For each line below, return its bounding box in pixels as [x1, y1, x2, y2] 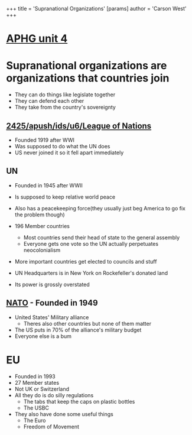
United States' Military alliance [14, 313, 89, 321]
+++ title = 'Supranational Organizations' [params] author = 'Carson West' [6, 5, 187, 12]
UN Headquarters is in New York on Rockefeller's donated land [14, 269, 168, 277]
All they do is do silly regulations [14, 391, 94, 398]
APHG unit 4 [6, 32, 68, 46]
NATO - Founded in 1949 [6, 298, 99, 308]
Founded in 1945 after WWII [14, 181, 83, 189]
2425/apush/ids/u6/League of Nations [6, 121, 152, 131]
